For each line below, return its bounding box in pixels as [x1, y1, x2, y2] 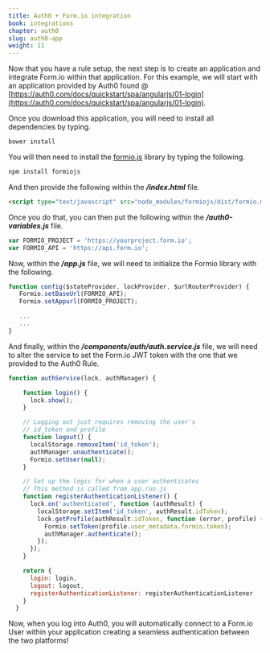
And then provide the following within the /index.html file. [8, 182, 200, 191]
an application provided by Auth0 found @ [8, 81, 149, 91]
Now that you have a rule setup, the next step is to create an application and [8, 64, 261, 73]
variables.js [8, 220, 50, 230]
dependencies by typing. [8, 122, 91, 132]
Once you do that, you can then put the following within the [8, 212, 205, 222]
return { [22, 567, 52, 575]
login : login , [29, 574, 78, 582]
